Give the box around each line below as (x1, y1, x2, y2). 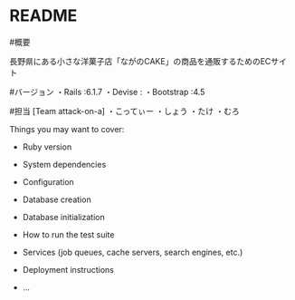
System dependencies (22, 159, 107, 169)
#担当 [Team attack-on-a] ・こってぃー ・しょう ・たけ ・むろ (9, 105, 240, 116)
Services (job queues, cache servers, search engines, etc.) (22, 247, 243, 257)
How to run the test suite (22, 228, 115, 240)
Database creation (22, 194, 92, 205)
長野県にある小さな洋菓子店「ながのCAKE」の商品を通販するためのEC (9, 55, 271, 66)
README (9, 5, 78, 26)
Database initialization (22, 211, 106, 222)
